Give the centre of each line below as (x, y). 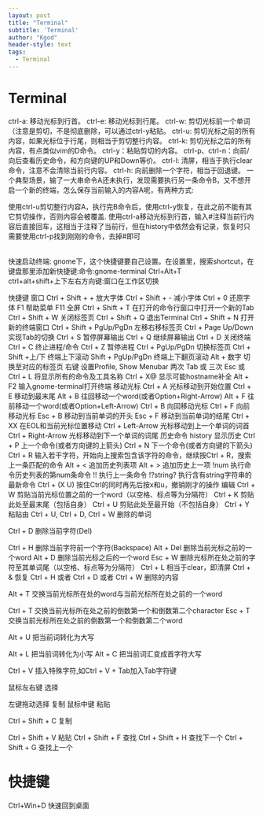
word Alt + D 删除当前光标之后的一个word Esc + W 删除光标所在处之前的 (131, 557)
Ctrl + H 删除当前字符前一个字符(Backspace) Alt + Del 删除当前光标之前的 (127, 547)
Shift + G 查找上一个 (40, 747)
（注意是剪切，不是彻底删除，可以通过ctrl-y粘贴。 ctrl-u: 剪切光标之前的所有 (132, 131)
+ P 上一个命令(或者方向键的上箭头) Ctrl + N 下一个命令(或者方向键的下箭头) (130, 445)
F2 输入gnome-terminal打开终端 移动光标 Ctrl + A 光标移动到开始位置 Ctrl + (130, 386)
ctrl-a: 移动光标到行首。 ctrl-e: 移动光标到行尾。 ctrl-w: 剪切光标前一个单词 (129, 121)
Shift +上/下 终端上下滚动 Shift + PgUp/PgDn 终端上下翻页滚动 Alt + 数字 (125, 357)
